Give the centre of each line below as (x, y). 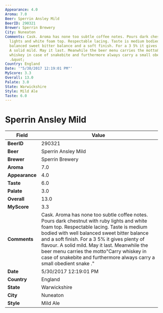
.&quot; (17, 59)
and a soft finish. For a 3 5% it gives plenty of (93, 239)
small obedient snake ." (68, 264)
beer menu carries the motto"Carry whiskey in (94, 252)
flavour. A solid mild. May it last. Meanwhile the (95, 245)
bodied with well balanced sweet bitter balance (95, 233)
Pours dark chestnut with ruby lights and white (94, 221)
